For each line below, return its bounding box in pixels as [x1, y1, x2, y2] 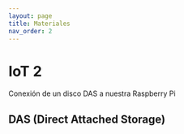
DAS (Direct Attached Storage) [8, 112, 166, 126]
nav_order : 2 [8, 27, 53, 35]
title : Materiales [8, 19, 71, 28]
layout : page [8, 11, 53, 20]
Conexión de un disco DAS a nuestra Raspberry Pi [8, 89, 176, 98]
